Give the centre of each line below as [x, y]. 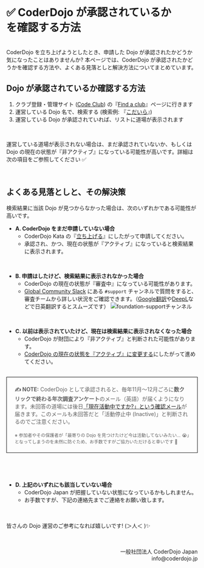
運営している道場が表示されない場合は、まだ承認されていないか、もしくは [99, 144]
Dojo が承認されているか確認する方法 [76, 88]
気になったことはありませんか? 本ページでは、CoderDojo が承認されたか [97, 60]
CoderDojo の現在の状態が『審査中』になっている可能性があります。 [110, 283]
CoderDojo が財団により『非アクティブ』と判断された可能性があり [107, 339]
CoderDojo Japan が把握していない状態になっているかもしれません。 [110, 492]
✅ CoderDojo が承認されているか [89, 12]
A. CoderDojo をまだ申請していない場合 [65, 228]
